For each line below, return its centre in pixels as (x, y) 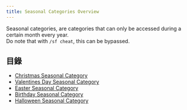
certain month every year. (38, 35)
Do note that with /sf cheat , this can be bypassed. (68, 41)
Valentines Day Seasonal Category (57, 82)
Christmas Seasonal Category (51, 76)
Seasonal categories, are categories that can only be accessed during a (94, 28)
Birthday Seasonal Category (49, 95)
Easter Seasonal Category (46, 88)
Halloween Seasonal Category (51, 101)
